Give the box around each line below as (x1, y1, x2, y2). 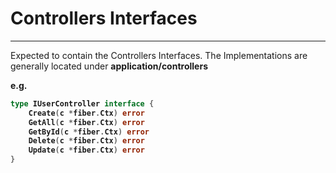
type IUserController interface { (10, 98, 155, 109)
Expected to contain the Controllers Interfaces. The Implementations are (10, 49, 308, 61)
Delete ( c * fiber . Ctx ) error (28, 136, 145, 146)
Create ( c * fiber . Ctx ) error (28, 108, 145, 118)
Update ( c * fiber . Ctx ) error (28, 145, 145, 156)
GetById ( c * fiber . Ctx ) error (28, 127, 150, 137)
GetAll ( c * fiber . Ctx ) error (28, 117, 145, 127)
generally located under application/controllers (10, 60, 208, 72)
